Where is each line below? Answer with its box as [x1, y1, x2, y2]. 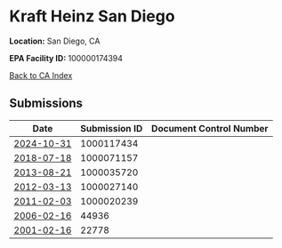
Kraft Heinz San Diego [9, 6, 175, 27]
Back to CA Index [9, 69, 73, 81]
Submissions [9, 96, 83, 111]
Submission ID [79, 122, 143, 134]
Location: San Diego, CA [9, 36, 101, 46]
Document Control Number [150, 122, 269, 134]
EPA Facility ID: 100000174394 [9, 52, 123, 63]
